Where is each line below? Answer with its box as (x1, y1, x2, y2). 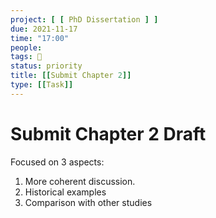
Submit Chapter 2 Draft (10, 122, 207, 145)
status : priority (10, 61, 83, 71)
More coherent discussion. (24, 175, 136, 187)
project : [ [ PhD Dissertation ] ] (10, 14, 159, 25)
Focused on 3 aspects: (10, 156, 105, 168)
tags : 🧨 (10, 52, 43, 62)
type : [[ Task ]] (10, 80, 74, 90)
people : (10, 42, 43, 53)
